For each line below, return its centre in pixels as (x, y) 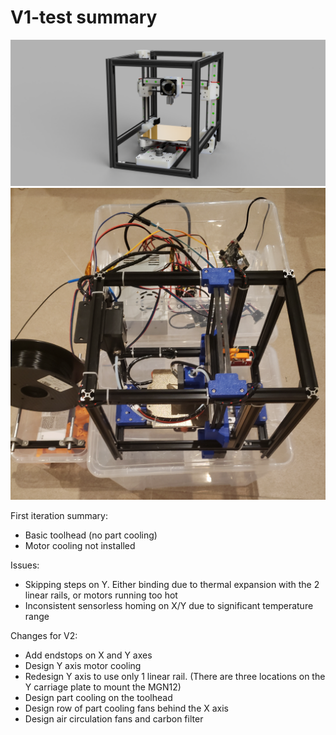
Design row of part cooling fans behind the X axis (127, 708)
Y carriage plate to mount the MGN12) (103, 687)
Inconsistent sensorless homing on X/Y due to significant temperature (169, 606)
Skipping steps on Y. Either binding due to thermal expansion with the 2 (172, 585)
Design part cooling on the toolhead (98, 698)
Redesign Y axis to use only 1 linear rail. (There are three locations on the (175, 677)
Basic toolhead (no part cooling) (91, 535)
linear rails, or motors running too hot (101, 595)
